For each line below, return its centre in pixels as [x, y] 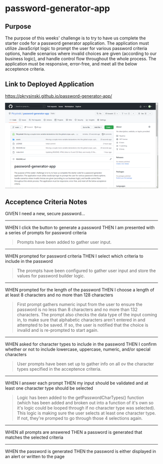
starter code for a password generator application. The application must [77, 43]
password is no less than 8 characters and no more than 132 [77, 309]
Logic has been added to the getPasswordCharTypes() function [80, 398]
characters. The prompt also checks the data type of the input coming [87, 315]
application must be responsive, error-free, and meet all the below [71, 64]
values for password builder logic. [51, 276]
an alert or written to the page [35, 457]
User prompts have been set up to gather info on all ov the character [85, 364]
